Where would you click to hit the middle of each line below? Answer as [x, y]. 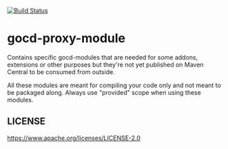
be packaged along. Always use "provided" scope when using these [104, 92]
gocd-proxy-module [66, 38]
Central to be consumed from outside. [61, 71]
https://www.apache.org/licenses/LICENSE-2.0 [74, 138]
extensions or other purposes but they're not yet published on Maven [106, 65]
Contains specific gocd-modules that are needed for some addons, [103, 57]
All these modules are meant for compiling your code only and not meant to [114, 85]
